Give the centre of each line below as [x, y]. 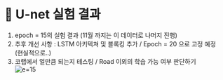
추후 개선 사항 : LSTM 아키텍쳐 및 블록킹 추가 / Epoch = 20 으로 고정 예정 [115, 44]
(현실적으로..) [33, 53]
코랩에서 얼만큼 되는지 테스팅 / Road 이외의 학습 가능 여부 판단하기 [105, 61]
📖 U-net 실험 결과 [53, 14]
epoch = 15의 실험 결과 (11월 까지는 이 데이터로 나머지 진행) [96, 35]
